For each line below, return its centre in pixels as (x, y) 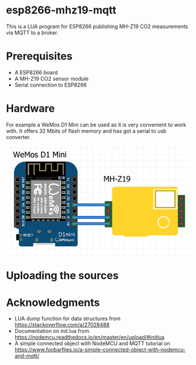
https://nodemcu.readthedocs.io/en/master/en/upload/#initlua (90, 338)
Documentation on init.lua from (52, 331)
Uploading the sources (62, 276)
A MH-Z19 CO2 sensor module (51, 78)
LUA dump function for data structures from (68, 319)
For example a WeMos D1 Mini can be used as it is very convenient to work (96, 125)
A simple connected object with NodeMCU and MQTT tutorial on (92, 343)
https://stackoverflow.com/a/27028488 (62, 325)
